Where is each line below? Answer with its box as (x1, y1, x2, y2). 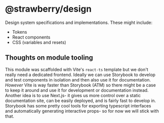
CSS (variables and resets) (12, 39, 67, 45)
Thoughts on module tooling (5, 54, 94, 62)
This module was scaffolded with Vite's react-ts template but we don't (5, 66, 148, 72)
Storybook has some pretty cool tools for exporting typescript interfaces (5, 102, 151, 108)
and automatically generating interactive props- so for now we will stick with (5, 108, 159, 114)
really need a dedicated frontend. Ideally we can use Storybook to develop (5, 72, 156, 78)
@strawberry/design (5, 3, 92, 15)
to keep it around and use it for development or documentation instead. (5, 87, 149, 93)
